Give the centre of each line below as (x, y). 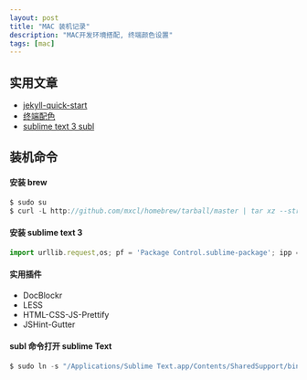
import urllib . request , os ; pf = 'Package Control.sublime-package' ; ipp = (155, 252)
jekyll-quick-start (55, 105)
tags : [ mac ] (32, 43)
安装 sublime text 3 (46, 232)
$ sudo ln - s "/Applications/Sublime (81, 366)
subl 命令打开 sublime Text (61, 346)
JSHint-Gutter (49, 324)
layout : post (34, 18)
